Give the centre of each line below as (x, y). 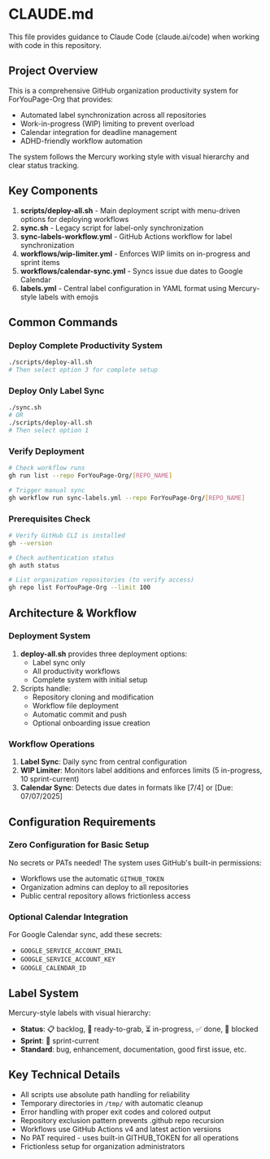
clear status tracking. (44, 165)
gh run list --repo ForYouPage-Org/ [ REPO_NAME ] (91, 475)
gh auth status (34, 565)
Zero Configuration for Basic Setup (79, 845)
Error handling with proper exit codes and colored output (115, 1112)
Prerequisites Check (50, 519)
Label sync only (59, 662)
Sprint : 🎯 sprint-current (59, 1040)
